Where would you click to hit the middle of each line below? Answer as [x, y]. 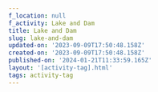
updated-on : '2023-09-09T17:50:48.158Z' [77, 46]
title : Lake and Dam [43, 30]
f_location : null [37, 16]
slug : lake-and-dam [41, 38]
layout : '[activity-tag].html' [61, 68]
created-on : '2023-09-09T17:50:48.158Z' [77, 53]
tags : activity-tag [41, 75]
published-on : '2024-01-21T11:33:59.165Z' [80, 61]
